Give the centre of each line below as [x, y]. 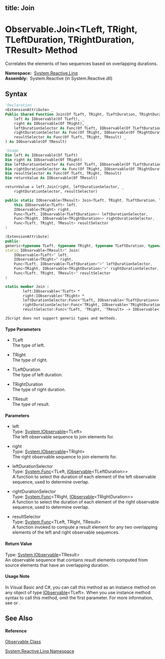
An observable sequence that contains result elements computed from [77, 560]
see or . [13, 603]
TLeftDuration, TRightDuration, [70, 40]
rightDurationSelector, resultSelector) [56, 192]
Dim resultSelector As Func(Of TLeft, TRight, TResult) [63, 173]
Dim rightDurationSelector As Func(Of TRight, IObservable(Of [70, 169]
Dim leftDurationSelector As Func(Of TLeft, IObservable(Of [68, 164]
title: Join [20, 8]
